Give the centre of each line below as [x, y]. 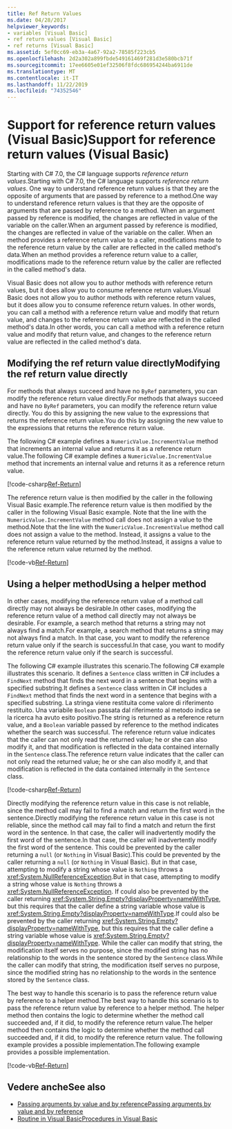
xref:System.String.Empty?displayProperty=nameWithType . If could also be [113, 913]
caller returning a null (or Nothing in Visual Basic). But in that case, [102, 862]
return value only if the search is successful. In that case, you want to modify [116, 645]
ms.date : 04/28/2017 [37, 20]
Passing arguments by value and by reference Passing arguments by [114, 1104]
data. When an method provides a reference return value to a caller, [103, 255]
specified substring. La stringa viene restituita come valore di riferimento [110, 702]
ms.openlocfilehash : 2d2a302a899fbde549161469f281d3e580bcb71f [100, 59]
